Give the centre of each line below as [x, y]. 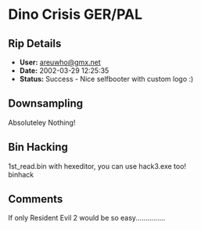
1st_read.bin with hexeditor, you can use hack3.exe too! [97, 166]
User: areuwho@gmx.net [60, 62]
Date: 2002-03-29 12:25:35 [64, 71]
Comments [36, 199]
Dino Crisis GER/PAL [75, 15]
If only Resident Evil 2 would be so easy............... [87, 218]
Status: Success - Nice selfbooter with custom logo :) [106, 79]
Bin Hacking [38, 147]
